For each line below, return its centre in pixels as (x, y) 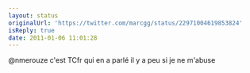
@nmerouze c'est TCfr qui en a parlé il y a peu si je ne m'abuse (112, 60)
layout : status (33, 15)
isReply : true (32, 30)
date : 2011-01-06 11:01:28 (53, 38)
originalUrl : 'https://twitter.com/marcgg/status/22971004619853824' (126, 23)
